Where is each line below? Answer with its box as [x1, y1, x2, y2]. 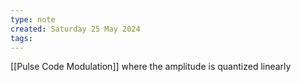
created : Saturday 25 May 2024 [10, 24, 141, 34]
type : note [10, 14, 56, 25]
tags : [10, 33, 33, 43]
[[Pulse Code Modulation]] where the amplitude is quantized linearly [10, 61, 292, 73]
